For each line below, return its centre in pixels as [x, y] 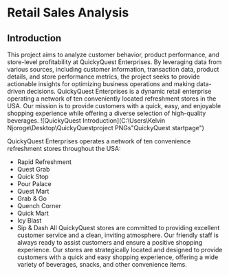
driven [16, 91]
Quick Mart [33, 213]
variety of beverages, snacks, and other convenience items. [102, 264]
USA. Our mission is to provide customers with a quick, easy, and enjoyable [114, 106]
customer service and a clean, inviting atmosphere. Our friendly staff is [118, 235]
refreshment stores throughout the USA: [64, 149]
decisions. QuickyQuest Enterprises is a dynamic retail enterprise [119, 91]
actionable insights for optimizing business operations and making [101, 84]
